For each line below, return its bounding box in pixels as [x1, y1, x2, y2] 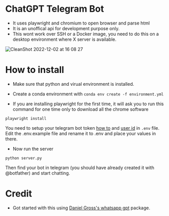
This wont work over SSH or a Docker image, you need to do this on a [12, 31, 159, 37]
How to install [5, 64, 65, 76]
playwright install [5, 116, 47, 121]
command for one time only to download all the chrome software [12, 106, 149, 112]
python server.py [5, 155, 42, 161]
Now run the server [12, 146, 53, 152]
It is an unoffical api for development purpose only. [12, 25, 120, 31]
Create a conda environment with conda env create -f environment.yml [12, 90, 164, 97]
